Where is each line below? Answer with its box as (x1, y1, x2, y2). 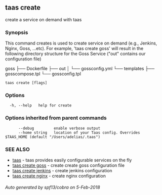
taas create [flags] (5, 81, 48, 86)
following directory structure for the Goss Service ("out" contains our (5, 51, 146, 57)
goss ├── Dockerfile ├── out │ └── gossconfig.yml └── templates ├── (5, 66, 155, 72)
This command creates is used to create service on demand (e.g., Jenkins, (5, 40, 157, 46)
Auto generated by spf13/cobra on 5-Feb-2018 (5, 184, 100, 190)
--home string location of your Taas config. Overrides (18, 130, 140, 135)
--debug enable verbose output (18, 126, 100, 131)
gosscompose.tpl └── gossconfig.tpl (5, 71, 81, 77)
